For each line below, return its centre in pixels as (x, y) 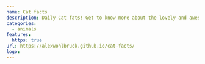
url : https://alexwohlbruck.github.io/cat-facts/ (71, 46)
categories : (21, 23)
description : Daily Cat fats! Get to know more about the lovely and (97, 18)
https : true (27, 40)
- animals (24, 29)
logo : (13, 52)
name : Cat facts (27, 12)
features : (19, 35)
